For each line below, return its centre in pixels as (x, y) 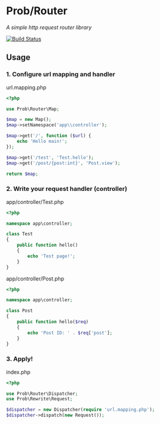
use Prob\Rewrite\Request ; (39, 399)
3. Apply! (20, 359)
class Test (20, 234)
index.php (18, 372)
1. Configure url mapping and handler (61, 74)
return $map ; (22, 174)
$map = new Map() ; (29, 120)
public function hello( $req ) (53, 322)
